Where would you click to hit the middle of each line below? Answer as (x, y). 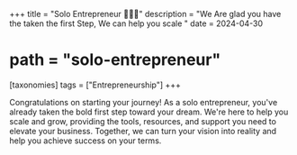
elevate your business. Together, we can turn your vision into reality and (143, 131)
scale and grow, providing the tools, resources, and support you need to (143, 121)
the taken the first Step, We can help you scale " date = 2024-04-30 (136, 23)
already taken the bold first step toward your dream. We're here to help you (149, 112)
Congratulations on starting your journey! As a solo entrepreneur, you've (144, 102)
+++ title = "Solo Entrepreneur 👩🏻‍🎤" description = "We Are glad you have (145, 14)
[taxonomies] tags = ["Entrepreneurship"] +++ (95, 85)
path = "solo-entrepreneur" (115, 60)
